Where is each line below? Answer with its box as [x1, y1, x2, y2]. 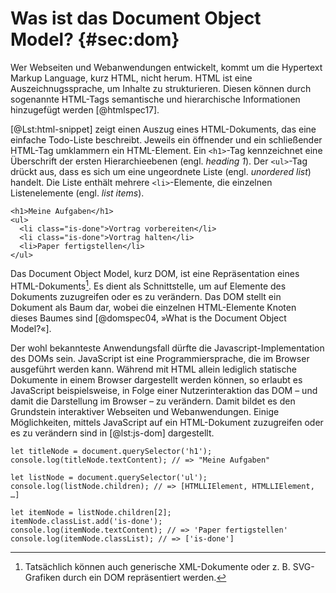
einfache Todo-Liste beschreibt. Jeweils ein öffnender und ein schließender [10, 133, 323, 146]
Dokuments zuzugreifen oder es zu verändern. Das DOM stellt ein [10, 290, 282, 302]
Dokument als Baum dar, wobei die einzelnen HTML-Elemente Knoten [10, 301, 297, 313]
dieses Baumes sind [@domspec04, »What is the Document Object [10, 312, 287, 324]
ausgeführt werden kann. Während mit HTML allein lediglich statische [10, 363, 297, 375]
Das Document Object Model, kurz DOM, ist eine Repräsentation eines [10, 267, 300, 279]
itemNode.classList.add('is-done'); [10, 516, 163, 526]
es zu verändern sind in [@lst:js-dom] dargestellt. [10, 427, 215, 439]
